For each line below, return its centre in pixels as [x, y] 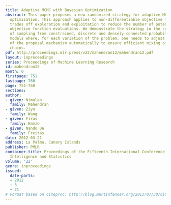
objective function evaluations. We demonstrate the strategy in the [85, 29]
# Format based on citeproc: [36, 194]
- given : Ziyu [20, 109]
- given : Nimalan [24, 100]
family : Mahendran [30, 105]
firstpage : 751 [21, 76]
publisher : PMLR [22, 147]
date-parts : [23, 175]
